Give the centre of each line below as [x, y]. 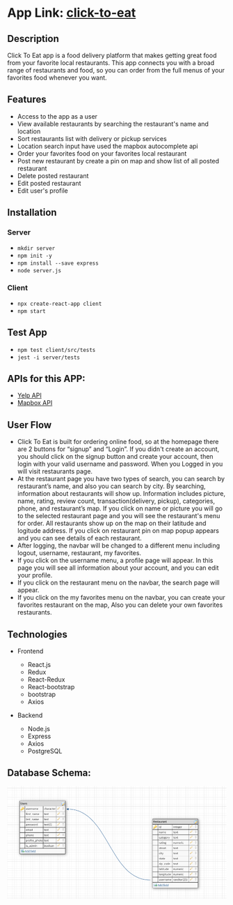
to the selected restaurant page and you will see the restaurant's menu [119, 516]
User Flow [30, 425]
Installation [32, 213]
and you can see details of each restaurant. [80, 538]
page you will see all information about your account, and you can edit [118, 568]
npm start [32, 311]
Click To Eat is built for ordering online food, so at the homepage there [118, 442]
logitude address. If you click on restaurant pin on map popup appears [118, 531]
